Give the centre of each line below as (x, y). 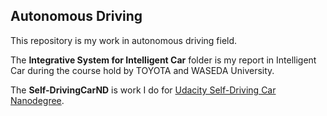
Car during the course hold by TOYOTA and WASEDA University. (142, 70)
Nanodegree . (37, 100)
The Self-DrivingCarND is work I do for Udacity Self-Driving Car (143, 90)
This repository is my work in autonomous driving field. (124, 40)
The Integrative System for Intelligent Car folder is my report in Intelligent (163, 60)
